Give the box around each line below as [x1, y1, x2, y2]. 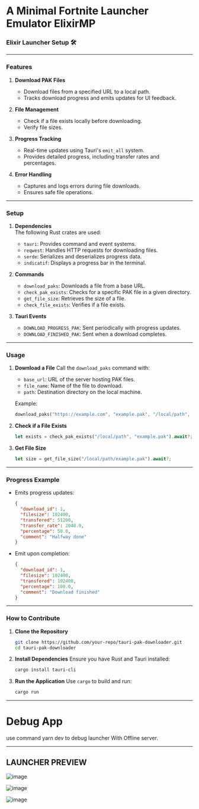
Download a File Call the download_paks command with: [14, 364, 150, 372]
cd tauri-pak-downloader [14, 644, 76, 651]
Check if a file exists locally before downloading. [23, 117, 142, 124]
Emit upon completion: [14, 550, 70, 557]
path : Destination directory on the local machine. [23, 388, 142, 396]
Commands [14, 271, 44, 278]
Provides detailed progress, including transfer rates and [23, 153, 160, 160]
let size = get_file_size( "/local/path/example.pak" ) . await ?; [14, 456, 172, 462]
